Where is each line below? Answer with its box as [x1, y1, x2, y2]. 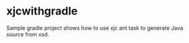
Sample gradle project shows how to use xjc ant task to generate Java [6, 24, 183, 31]
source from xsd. [6, 30, 50, 38]
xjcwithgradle [6, 4, 78, 18]
